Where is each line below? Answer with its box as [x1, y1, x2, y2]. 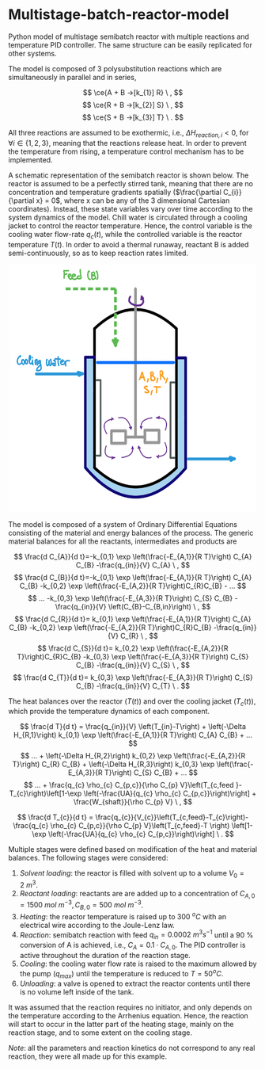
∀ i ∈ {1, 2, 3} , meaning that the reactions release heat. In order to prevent [8, 138, 247, 147]
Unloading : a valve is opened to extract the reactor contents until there [19, 979, 251, 988]
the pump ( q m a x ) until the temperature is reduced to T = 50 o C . [19, 967, 224, 980]
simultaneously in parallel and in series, [8, 72, 137, 82]
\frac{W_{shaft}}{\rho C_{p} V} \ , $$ [73, 797, 193, 807]
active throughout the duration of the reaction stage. [19, 950, 191, 960]
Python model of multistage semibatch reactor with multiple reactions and [8, 32, 249, 41]
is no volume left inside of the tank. [19, 987, 134, 997]
